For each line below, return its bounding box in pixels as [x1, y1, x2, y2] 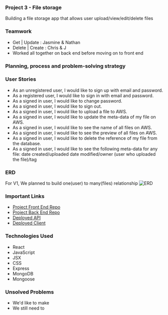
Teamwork [5, 28, 32, 35]
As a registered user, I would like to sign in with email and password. [12, 92, 154, 99]
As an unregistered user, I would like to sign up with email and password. [12, 87, 163, 93]
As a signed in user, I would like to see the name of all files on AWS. [12, 124, 152, 130]
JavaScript [12, 249, 35, 255]
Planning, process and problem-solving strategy [5, 62, 126, 69]
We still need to [12, 305, 45, 311]
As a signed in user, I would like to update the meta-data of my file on [12, 114, 156, 120]
